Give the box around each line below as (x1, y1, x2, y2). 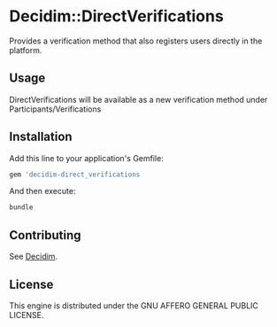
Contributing (9, 228, 81, 243)
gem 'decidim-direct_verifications (9, 170, 141, 179)
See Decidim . (9, 251, 58, 262)
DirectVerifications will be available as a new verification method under (9, 94, 268, 105)
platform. (9, 44, 42, 55)
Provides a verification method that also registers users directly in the (9, 35, 263, 46)
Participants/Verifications (9, 104, 102, 114)
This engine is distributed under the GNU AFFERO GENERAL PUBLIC (9, 300, 259, 311)
